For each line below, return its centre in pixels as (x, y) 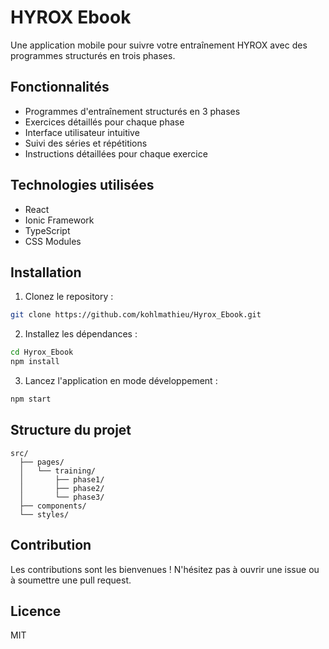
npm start (31, 399)
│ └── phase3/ (62, 497)
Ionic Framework (59, 220)
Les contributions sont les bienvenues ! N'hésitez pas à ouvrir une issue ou (165, 569)
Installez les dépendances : (81, 334)
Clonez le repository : (69, 297)
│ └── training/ (58, 471)
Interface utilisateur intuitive (82, 132)
